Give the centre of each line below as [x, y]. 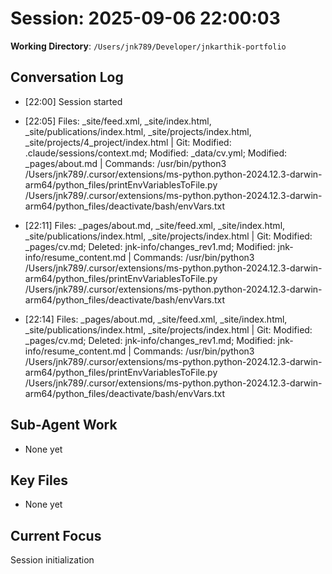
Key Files [39, 480]
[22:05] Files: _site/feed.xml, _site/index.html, [118, 121]
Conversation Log [67, 77]
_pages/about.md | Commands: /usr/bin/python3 [125, 163]
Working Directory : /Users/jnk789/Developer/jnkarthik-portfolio [148, 46]
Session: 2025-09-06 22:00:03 [145, 18]
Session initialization [52, 560]
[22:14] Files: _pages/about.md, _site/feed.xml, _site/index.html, [156, 319]
